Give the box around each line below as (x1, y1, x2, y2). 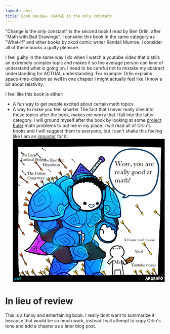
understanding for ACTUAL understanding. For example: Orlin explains (5, 70, 153, 76)
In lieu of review (5, 295, 73, 307)
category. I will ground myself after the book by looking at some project (12, 117, 162, 123)
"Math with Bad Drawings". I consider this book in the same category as (5, 34, 155, 40)
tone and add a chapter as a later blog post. (5, 323, 97, 329)
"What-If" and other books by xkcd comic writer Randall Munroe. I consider (5, 39, 163, 45)
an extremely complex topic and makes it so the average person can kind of (5, 59, 163, 65)
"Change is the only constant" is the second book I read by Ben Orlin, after (5, 28, 161, 34)
